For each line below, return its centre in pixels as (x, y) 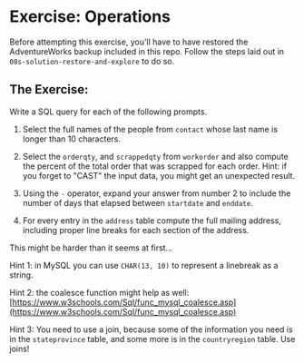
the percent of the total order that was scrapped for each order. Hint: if (155, 166)
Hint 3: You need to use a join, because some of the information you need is (151, 329)
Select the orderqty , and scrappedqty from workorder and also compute (155, 156)
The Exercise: (49, 89)
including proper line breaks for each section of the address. (136, 230)
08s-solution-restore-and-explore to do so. (92, 61)
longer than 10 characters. (71, 139)
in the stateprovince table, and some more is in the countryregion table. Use (152, 338)
